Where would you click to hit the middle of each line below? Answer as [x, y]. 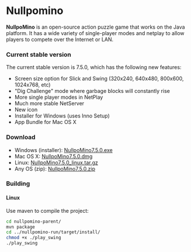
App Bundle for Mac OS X [46, 122]
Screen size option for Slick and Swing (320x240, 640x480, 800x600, [99, 79]
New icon [26, 110]
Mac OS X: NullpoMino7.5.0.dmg [53, 156]
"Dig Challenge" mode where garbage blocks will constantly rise [92, 91]
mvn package [20, 227]
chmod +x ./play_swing [34, 238]
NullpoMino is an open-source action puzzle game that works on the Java [95, 27]
